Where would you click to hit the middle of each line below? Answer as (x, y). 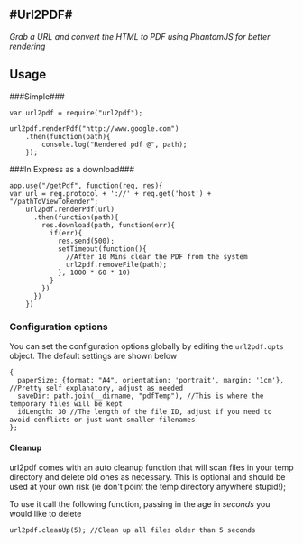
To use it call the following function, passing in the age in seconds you (140, 504)
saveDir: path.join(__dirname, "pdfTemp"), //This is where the (141, 396)
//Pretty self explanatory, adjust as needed (96, 388)
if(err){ (66, 233)
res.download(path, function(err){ (109, 225)
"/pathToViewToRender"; (54, 201)
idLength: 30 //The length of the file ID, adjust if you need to (145, 411)
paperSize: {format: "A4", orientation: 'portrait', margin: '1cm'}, (151, 380)
